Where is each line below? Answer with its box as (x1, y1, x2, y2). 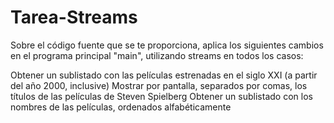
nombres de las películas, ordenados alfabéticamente (10, 101, 232, 113)
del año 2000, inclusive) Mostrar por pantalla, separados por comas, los (10, 79, 308, 91)
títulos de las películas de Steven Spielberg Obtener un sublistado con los (10, 90, 313, 102)
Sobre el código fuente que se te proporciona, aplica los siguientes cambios (10, 39, 324, 51)
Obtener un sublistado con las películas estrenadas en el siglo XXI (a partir (10, 69, 318, 81)
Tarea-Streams (10, 6, 138, 29)
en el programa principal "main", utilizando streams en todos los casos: (10, 49, 304, 61)
